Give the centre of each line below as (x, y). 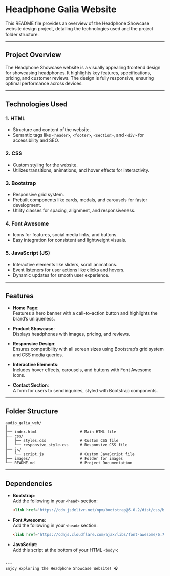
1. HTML (15, 119)
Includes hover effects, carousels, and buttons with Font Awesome (82, 370)
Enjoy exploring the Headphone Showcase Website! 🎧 (62, 568)
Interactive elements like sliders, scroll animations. (65, 264)
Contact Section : (31, 385)
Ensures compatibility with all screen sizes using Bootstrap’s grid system (88, 349)
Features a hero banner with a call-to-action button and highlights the (85, 313)
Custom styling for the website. (45, 165)
